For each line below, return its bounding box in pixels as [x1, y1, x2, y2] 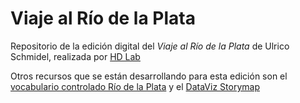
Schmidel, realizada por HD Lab [10, 50, 141, 62]
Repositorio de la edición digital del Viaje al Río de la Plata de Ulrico [10, 40, 290, 52]
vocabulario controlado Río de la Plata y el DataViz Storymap [10, 80, 260, 92]
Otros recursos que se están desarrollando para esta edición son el [10, 70, 288, 82]
